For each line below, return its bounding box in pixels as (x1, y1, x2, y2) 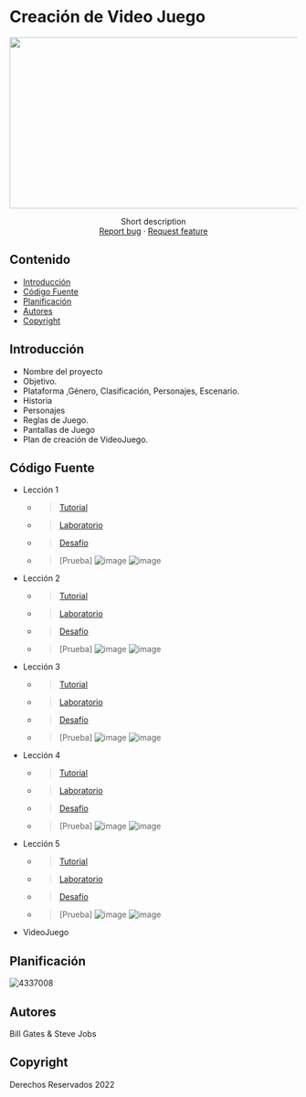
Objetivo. (22, 375, 58, 386)
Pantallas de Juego (22, 424, 96, 435)
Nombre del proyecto (22, 365, 103, 376)
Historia (22, 395, 53, 406)
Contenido (9, 252, 71, 268)
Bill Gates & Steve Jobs (9, 1028, 97, 1039)
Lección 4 (22, 750, 61, 761)
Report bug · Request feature (99, 226, 208, 237)
